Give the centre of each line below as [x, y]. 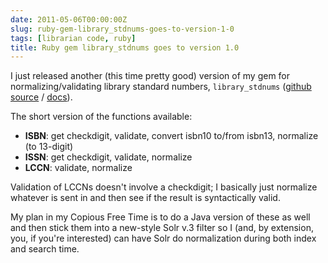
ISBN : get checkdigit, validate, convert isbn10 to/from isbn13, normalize [171, 136]
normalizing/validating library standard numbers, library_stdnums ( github [161, 87]
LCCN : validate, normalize [78, 168]
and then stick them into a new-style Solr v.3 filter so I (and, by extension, [162, 228]
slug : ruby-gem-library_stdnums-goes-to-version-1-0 [122, 29]
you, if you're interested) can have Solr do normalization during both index [163, 238]
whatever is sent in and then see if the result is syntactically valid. [145, 198]
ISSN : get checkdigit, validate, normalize [108, 157]
